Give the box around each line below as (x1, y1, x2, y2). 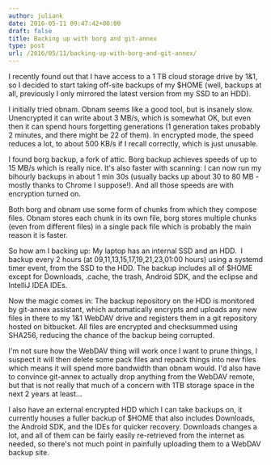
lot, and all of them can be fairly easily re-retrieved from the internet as (8, 430, 245, 440)
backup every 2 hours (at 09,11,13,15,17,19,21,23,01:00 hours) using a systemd (8, 255, 264, 264)
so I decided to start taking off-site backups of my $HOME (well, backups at (8, 80, 262, 90)
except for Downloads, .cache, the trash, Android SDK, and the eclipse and (8, 272, 258, 281)
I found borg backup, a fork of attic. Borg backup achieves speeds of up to (8, 154, 257, 164)
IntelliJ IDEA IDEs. (8, 281, 68, 290)
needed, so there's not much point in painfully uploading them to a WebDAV (8, 439, 261, 449)
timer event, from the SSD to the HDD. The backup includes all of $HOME (8, 264, 253, 273)
